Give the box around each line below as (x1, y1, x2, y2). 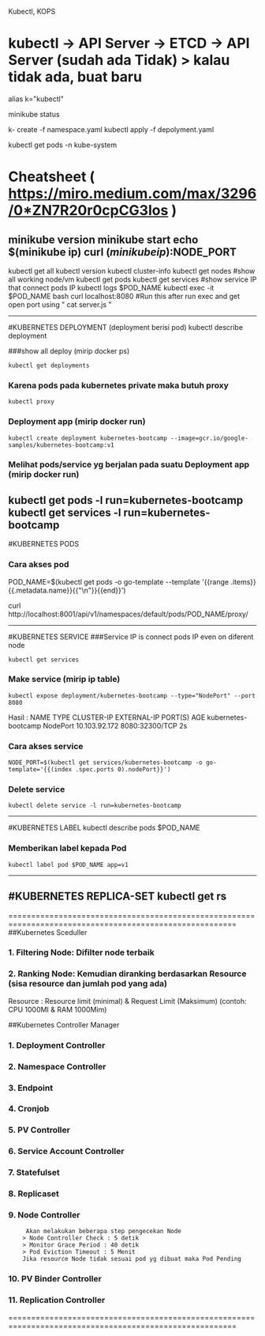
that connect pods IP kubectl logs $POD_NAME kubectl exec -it (8, 282, 215, 292)
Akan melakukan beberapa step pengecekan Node (25, 1228, 181, 1236)
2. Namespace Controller (8, 1061, 106, 1072)
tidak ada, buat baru (8, 68, 143, 86)
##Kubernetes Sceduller (8, 927, 88, 937)
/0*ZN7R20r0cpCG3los (8, 202, 169, 220)
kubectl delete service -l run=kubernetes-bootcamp (8, 802, 181, 810)
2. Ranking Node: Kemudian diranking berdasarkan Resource (8, 968, 247, 979)
